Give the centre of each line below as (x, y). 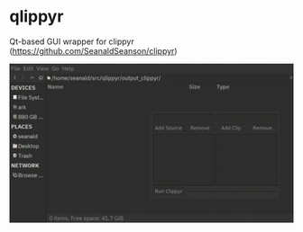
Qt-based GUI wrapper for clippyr (72, 41)
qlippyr (37, 17)
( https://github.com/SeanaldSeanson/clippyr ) (93, 50)
